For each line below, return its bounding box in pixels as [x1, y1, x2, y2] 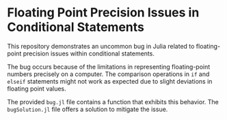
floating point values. [7, 84, 66, 93]
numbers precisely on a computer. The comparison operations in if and [7, 70, 210, 78]
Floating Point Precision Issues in [7, 5, 200, 21]
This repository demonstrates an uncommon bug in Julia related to [7, 42, 195, 50]
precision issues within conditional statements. [23, 49, 155, 58]
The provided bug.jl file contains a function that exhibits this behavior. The [7, 97, 219, 106]
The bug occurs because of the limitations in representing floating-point [7, 62, 211, 71]
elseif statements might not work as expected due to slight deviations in [7, 77, 213, 85]
